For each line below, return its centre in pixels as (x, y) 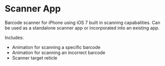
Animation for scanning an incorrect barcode (59, 52)
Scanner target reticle (35, 57)
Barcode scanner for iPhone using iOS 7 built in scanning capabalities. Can (82, 22)
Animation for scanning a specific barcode (56, 47)
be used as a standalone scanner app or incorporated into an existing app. (82, 27)
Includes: (14, 37)
